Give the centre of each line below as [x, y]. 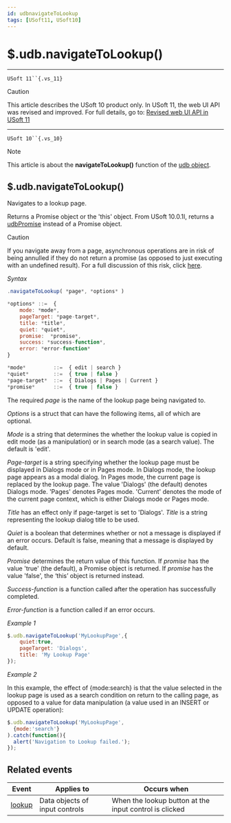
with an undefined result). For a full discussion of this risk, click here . [105, 266]
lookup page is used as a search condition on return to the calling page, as [113, 695]
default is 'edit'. [29, 448]
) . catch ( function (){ [37, 735]
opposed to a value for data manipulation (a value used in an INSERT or [108, 702]
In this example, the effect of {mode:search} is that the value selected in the [114, 688]
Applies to [72, 789]
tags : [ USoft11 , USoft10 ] [44, 20]
